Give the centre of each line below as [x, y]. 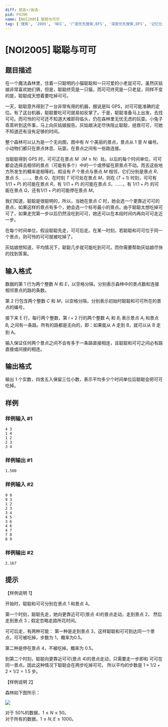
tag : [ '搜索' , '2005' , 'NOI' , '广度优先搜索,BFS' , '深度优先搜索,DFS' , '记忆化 [84, 24]
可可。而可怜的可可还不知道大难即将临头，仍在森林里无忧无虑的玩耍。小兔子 [84, 119]
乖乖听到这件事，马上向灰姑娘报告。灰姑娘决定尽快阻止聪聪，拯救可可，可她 [84, 125]
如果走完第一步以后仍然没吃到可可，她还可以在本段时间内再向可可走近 [90, 214]
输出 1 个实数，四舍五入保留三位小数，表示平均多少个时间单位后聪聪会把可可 [84, 380]
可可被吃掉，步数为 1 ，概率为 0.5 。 [49, 637]
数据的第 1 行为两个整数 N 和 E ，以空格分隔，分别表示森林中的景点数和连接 [82, 284]
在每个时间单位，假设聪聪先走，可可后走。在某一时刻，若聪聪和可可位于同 [82, 231]
